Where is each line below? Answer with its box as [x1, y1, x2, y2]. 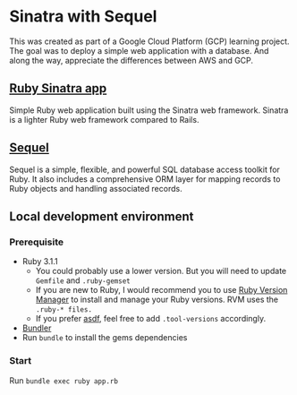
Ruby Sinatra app [9, 81, 107, 96]
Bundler [21, 322, 52, 333]
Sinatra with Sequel [9, 6, 157, 27]
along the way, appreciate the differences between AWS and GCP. [9, 55, 253, 65]
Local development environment [9, 209, 194, 224]
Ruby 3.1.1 [21, 256, 58, 267]
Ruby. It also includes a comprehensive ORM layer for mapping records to [9, 173, 281, 185]
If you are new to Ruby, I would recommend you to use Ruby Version [35, 285, 288, 296]
